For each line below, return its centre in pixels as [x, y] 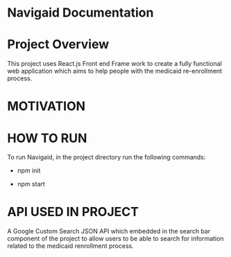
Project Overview [58, 45]
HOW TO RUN [47, 138]
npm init [29, 170]
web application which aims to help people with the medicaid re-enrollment [115, 71]
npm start [31, 184]
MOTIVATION [46, 106]
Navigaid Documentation [80, 13]
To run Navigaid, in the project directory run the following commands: [106, 157]
